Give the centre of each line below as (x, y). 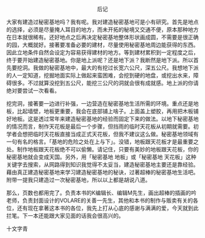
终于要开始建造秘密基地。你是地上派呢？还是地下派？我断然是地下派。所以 (100, 60)
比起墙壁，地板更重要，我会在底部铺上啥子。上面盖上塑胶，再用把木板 (105, 111)
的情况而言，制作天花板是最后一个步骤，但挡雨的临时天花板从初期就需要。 (100, 126)
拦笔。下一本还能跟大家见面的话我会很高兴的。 (65, 216)
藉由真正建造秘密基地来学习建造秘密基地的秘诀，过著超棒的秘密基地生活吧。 (103, 172)
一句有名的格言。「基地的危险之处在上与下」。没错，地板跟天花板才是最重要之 (103, 142)
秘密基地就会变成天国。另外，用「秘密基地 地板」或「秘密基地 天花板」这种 (101, 157)
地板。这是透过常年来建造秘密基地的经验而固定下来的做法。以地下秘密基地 (105, 119)
